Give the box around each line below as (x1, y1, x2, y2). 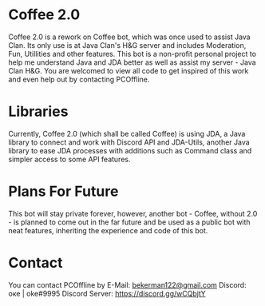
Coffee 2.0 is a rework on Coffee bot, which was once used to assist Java (8, 32, 251, 42)
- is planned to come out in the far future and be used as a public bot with (8, 217, 251, 227)
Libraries (8, 102, 69, 121)
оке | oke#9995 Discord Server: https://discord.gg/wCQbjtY (8, 288, 206, 298)
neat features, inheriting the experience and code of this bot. (8, 225, 208, 235)
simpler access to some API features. (8, 154, 131, 164)
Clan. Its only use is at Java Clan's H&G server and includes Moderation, (8, 40, 247, 50)
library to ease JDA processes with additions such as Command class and (8, 145, 252, 155)
